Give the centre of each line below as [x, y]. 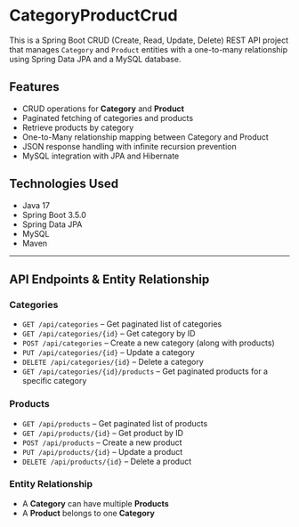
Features [34, 87]
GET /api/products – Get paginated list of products [115, 423]
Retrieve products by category [78, 127]
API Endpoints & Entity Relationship [109, 279]
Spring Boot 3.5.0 [54, 215]
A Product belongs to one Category [89, 513]
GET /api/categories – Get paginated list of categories [122, 324]
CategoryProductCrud [93, 16]
